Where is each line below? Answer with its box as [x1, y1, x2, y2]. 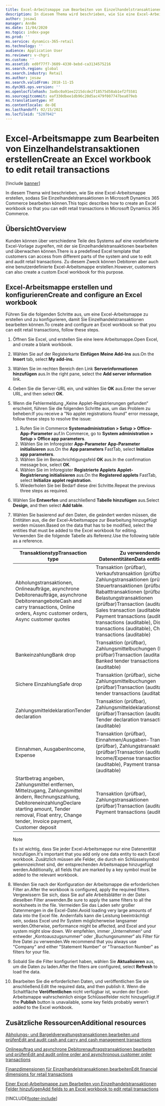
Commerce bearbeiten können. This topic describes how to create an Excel [5, 200, 156, 206]
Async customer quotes [15, 616, 71, 623]
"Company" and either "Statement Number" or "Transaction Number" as [12, 944, 159, 950]
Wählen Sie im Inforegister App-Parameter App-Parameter [20, 441, 141, 447]
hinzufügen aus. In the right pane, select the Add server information [12, 371, 152, 377]
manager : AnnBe [5, 21, 37, 26]
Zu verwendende [119, 550, 161, 556]
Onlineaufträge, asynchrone [15, 585, 80, 592]
